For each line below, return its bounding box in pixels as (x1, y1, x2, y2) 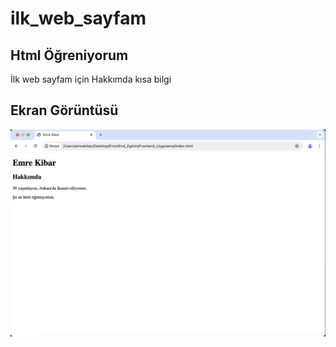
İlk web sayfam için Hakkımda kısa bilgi (10, 73, 172, 85)
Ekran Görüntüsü (10, 102, 119, 119)
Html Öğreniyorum (10, 47, 129, 64)
